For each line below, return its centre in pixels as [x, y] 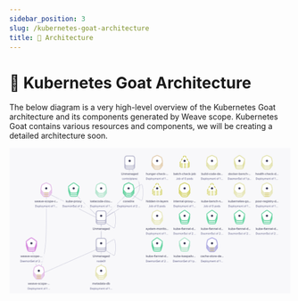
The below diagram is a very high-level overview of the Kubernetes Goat [143, 108]
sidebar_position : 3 [48, 19]
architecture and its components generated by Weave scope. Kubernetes [144, 117]
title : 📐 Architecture [51, 37]
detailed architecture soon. [59, 136]
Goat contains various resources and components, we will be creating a [141, 126]
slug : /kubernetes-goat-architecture [79, 28]
